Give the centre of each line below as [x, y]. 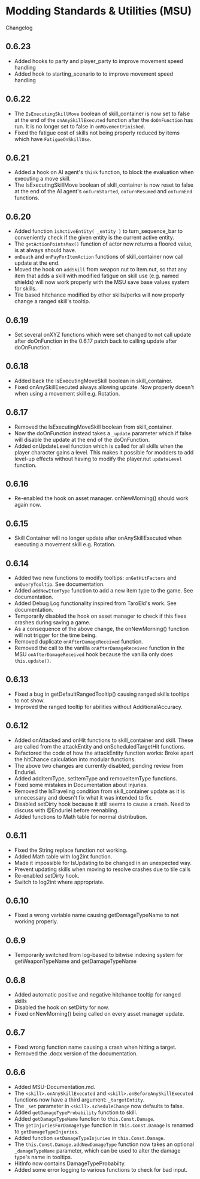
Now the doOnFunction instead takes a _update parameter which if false [103, 433]
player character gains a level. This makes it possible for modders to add [104, 452]
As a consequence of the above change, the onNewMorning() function [101, 629]
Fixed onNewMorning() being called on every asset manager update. [99, 1013]
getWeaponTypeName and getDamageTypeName [75, 961]
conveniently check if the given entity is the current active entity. [94, 238]
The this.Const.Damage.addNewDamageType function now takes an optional [104, 1144]
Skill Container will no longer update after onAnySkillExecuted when [98, 538]
